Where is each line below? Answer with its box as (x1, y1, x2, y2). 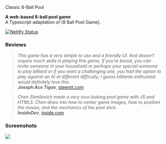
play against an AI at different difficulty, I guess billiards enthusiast (17, 74, 156, 80)
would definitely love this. (17, 79, 70, 85)
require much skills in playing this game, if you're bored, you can (17, 58, 151, 64)
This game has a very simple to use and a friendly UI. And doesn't (17, 52, 154, 59)
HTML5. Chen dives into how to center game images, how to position (17, 99, 160, 105)
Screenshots (5, 122, 37, 129)
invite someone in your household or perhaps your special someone (17, 63, 158, 69)
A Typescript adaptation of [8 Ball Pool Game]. (5, 19, 101, 25)
